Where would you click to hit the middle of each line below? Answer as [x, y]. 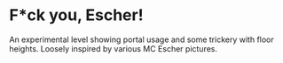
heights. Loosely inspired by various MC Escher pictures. [114, 48]
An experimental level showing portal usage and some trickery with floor [142, 39]
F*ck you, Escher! [76, 15]
